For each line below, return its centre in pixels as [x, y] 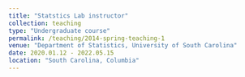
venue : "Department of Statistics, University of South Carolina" [123, 46]
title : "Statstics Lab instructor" [69, 16]
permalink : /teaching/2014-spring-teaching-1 [86, 38]
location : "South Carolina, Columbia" [74, 61]
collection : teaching [45, 23]
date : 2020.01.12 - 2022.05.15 [61, 53]
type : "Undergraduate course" [60, 30]
